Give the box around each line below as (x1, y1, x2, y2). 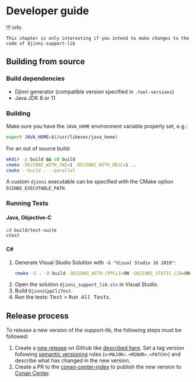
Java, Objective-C (6, 214, 52, 221)
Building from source (6, 56, 85, 67)
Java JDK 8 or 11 (14, 94, 56, 102)
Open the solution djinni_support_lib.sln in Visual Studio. (14, 281, 159, 288)
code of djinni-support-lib (6, 40, 76, 46)
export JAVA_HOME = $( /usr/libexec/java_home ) (6, 134, 118, 140)
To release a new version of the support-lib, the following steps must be (6, 327, 182, 334)
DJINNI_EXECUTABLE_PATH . (6, 184, 66, 191)
